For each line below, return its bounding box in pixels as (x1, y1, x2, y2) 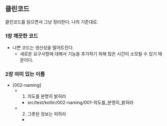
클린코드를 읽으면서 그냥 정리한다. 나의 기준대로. (5, 19, 99, 25)
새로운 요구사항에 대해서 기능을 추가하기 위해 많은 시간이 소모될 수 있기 (19, 51, 157, 57)
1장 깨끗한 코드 (5, 32, 38, 39)
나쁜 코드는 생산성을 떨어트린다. (12, 45, 74, 51)
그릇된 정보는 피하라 (27, 111, 66, 117)
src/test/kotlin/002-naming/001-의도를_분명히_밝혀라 (27, 100, 134, 106)
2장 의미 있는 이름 (5, 71, 45, 78)
